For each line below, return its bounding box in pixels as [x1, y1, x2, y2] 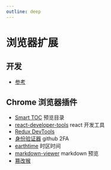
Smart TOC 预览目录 [14, 114, 65, 121]
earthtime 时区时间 [14, 143, 61, 150]
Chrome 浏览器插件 [6, 97, 78, 107]
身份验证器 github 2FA [14, 135, 69, 142]
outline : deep [6, 8, 42, 15]
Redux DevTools [14, 128, 55, 135]
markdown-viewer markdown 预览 [14, 150, 99, 157]
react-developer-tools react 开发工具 [14, 121, 105, 129]
